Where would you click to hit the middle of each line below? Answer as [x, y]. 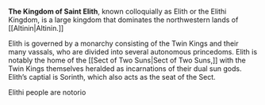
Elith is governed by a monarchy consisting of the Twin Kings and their [124, 43]
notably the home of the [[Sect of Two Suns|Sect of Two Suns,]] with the [127, 60]
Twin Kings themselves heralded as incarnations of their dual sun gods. [125, 69]
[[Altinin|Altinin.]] [36, 28]
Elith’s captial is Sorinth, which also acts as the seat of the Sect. [112, 77]
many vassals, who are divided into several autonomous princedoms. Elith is [133, 52]
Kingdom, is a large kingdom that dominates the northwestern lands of [123, 20]
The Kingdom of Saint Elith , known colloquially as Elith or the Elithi [117, 11]
